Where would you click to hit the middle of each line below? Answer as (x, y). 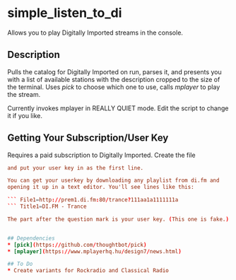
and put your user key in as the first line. (76, 168)
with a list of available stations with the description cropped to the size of (114, 79)
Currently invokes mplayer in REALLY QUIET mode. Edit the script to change (118, 108)
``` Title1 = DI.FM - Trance (47, 206)
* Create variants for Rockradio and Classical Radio (88, 271)
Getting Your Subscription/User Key (88, 138)
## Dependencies (31, 238)
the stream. (24, 94)
